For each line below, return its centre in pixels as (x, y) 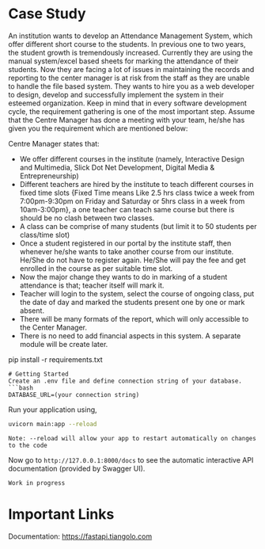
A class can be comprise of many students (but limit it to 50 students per (138, 226)
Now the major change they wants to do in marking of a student (123, 276)
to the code (28, 445)
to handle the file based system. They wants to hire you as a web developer (131, 86)
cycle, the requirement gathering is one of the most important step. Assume (132, 111)
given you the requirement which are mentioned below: (98, 128)
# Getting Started (38, 374)
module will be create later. (64, 344)
